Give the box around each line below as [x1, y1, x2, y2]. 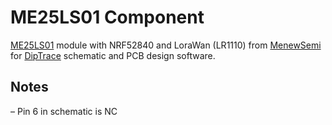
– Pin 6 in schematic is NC [10, 105, 118, 117]
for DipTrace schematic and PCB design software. [10, 49, 216, 61]
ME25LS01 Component [10, 6, 205, 29]
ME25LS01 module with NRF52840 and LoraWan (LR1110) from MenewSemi [10, 39, 322, 51]
